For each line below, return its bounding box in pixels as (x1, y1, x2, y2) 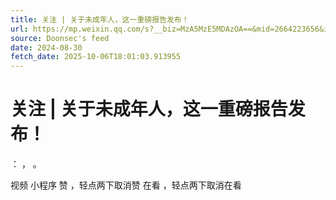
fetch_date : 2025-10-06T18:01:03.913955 (10, 52, 182, 62)
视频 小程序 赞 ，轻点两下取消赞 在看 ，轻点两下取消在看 (10, 179, 242, 191)
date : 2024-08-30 (10, 42, 83, 53)
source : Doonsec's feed (10, 33, 110, 43)
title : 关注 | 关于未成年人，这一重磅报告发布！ (10, 14, 190, 25)
